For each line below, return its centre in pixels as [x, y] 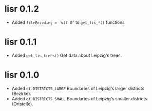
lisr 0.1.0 [22, 75]
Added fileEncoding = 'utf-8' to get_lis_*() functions [68, 22]
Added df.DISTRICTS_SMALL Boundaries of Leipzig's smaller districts [79, 98]
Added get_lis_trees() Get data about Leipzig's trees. [67, 55]
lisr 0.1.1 [21, 42]
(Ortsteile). [22, 104]
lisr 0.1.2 [22, 9]
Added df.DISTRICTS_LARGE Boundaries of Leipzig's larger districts [78, 88]
